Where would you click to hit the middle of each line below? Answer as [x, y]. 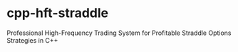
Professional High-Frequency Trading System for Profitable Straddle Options [119, 33]
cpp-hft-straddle [58, 13]
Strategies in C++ [32, 40]
